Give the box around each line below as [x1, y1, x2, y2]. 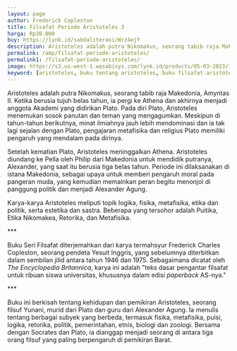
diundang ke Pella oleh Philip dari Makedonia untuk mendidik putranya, [7, 154, 214, 163]
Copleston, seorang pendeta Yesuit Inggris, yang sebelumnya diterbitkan [7, 248, 219, 257]
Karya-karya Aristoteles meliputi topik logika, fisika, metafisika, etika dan [7, 198, 219, 207]
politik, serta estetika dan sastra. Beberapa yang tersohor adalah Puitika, [7, 206, 219, 214]
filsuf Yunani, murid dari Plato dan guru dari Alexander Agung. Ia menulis [7, 305, 219, 314]
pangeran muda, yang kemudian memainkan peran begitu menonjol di [7, 177, 211, 185]
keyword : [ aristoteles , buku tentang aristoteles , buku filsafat [7, 69, 203, 76]
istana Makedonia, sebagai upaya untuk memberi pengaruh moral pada [7, 170, 214, 178]
